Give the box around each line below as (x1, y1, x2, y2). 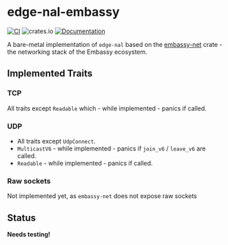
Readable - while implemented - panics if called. (17, 159, 153, 167)
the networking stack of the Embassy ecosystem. (7, 48, 148, 56)
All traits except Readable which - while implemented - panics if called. (7, 104, 207, 112)
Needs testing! (7, 231, 50, 239)
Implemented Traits (7, 68, 93, 79)
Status (7, 212, 37, 224)
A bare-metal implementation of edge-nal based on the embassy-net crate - (7, 40, 222, 48)
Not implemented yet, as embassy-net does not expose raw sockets (7, 192, 198, 200)
